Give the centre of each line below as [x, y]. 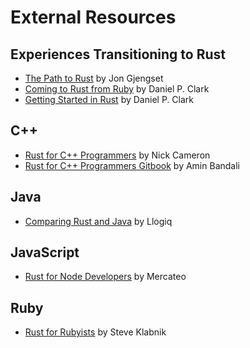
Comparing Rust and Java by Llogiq [98, 221]
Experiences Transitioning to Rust [118, 54]
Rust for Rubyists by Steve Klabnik [95, 332]
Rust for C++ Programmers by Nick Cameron [117, 155]
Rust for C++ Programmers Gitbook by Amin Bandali [132, 165]
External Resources [93, 17]
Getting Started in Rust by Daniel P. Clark [109, 99]
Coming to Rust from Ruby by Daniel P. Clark [117, 89]
